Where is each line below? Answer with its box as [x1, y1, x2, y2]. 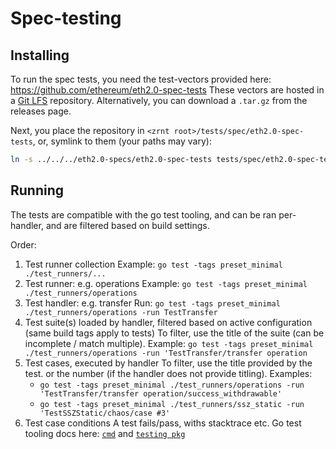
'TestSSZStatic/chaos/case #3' [39, 408, 171, 418]
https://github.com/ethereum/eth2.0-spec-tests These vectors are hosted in [10, 84, 325, 96]
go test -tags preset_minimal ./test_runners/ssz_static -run [39, 399, 305, 409]
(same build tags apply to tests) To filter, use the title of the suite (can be [24, 327, 325, 339]
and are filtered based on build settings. [45, 219, 210, 231]
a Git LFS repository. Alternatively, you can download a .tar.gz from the [10, 95, 308, 106]
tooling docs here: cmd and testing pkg [24, 427, 186, 439]
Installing [10, 47, 70, 64]
